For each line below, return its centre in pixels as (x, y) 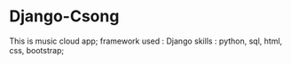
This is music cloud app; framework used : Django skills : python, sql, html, (146, 41)
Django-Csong (64, 16)
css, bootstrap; (37, 50)
